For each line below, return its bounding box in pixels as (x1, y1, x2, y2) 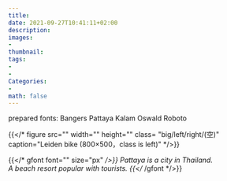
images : (8, 33, 34, 42)
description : (8, 26, 51, 34)
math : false (8, 92, 47, 100)
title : (8, 11, 30, 20)
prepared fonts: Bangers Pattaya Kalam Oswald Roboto (8, 113, 188, 123)
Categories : (8, 77, 47, 85)
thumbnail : (8, 48, 44, 56)
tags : (8, 56, 26, 64)
